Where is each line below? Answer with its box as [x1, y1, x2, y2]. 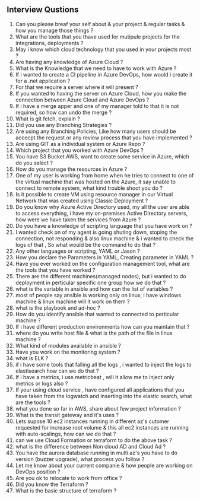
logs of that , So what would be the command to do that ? [15, 241, 156, 248]
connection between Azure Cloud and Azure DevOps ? [15, 96, 150, 103]
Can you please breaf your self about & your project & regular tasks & [15, 20, 185, 27]
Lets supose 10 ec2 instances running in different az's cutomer [15, 418, 170, 425]
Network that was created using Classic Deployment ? [15, 197, 148, 204]
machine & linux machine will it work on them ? [15, 298, 130, 305]
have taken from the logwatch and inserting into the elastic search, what [15, 392, 192, 399]
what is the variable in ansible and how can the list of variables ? [15, 285, 173, 293]
